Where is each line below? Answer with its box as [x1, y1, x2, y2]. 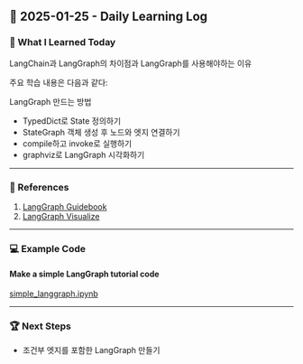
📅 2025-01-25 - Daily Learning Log [9, 9, 208, 24]
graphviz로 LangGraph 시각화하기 [22, 149, 145, 160]
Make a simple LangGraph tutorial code [9, 268, 160, 279]
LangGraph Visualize [22, 210, 100, 221]
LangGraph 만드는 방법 [9, 96, 92, 107]
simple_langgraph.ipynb [9, 288, 99, 299]
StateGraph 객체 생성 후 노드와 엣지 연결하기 [22, 126, 180, 137]
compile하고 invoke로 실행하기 [22, 137, 133, 149]
